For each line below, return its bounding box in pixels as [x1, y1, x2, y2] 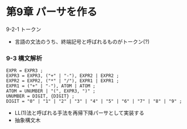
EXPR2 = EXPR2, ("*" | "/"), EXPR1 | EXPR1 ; [6, 78, 119, 84]
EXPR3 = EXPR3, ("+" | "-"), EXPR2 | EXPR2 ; [6, 73, 119, 79]
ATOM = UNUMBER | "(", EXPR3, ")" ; [6, 88, 96, 94]
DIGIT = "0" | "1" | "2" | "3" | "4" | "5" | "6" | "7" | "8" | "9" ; [6, 99, 182, 104]
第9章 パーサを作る [6, 5, 98, 19]
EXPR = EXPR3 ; [6, 68, 43, 74]
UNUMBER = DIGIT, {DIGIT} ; [6, 93, 75, 99]
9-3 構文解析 [6, 54, 43, 62]
